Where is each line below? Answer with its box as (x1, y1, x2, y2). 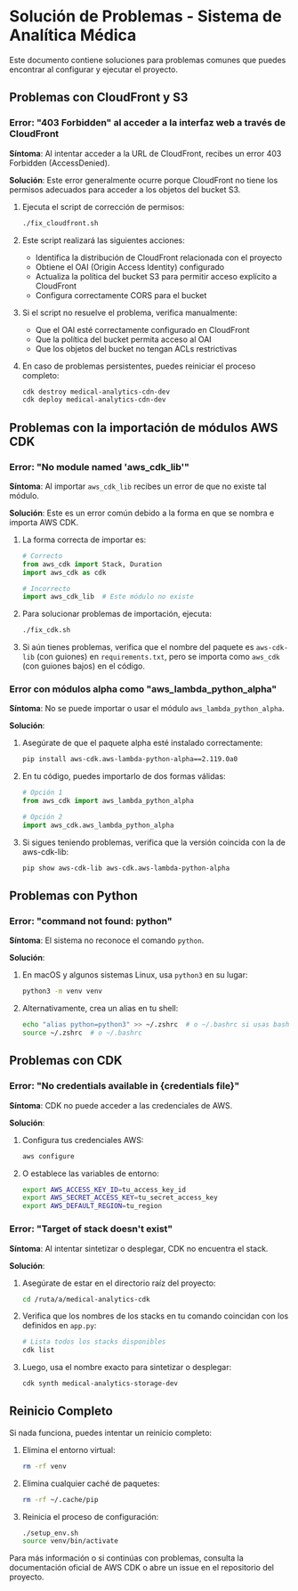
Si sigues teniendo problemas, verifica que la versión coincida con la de (21, 837, 286, 848)
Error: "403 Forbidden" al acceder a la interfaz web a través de (9, 117, 286, 129)
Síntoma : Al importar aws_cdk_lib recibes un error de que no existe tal (9, 481, 267, 491)
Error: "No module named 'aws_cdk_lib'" (9, 460, 189, 473)
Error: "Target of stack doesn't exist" (9, 1222, 173, 1235)
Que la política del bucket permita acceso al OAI (35, 334, 212, 345)
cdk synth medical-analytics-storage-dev (21, 1379, 178, 1388)
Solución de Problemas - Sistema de (9, 6, 282, 27)
